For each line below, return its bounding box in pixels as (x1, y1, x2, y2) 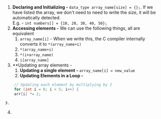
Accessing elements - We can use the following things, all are (12, 25, 141, 31)
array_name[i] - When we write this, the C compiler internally (19, 36, 146, 42)
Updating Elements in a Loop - (19, 73, 83, 78)
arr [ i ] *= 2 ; (14, 91, 41, 96)
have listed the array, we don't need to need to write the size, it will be (12, 9, 156, 15)
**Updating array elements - (12, 62, 72, 68)
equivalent (12, 31, 34, 36)
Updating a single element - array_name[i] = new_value (19, 67, 135, 73)
